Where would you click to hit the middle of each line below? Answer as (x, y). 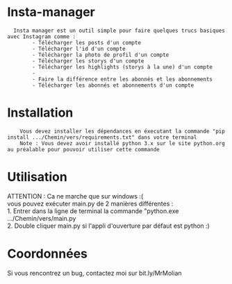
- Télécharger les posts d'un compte (86, 42)
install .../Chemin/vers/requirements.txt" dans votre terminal (102, 137)
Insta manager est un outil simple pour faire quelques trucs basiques (119, 31)
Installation (40, 113)
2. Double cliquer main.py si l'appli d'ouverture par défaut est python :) (108, 226)
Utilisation (37, 177)
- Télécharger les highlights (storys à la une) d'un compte (123, 67)
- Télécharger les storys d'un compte (88, 61)
